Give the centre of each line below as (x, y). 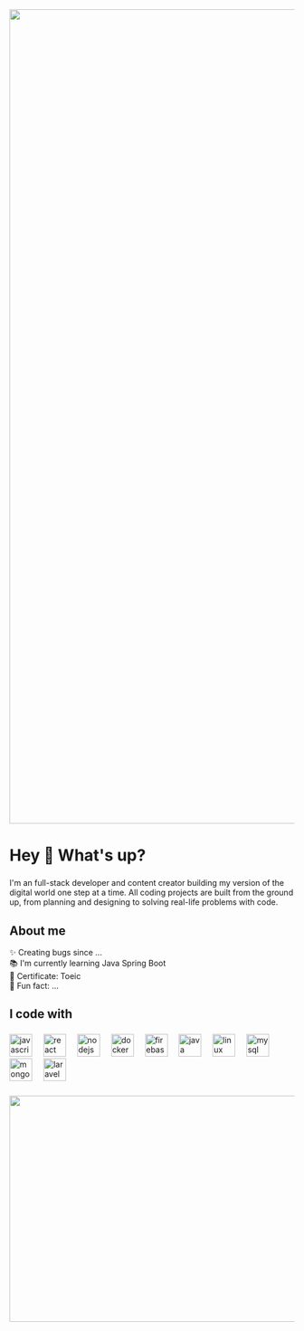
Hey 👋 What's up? (78, 856)
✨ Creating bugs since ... (56, 952)
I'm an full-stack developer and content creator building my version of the (147, 883)
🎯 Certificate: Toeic (45, 975)
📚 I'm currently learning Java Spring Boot (88, 963)
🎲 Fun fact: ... (34, 985)
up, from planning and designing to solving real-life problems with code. (144, 902)
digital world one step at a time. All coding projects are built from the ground (152, 893)
